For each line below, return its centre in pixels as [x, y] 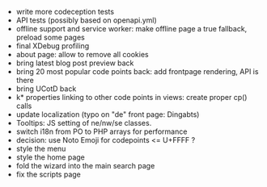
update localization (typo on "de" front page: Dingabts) [108, 114]
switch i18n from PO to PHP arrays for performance [102, 131]
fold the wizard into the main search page [85, 166]
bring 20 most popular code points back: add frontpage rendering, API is [137, 71]
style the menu [41, 149]
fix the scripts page [48, 174]
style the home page [50, 157]
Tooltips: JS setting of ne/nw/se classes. [84, 123]
